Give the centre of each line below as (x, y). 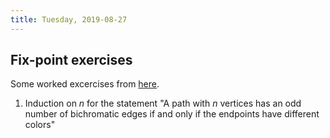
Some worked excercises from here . (85, 84)
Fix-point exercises (71, 60)
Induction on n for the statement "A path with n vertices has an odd (163, 103)
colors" (40, 125)
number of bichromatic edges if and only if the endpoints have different (172, 114)
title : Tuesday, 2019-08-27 (69, 19)
